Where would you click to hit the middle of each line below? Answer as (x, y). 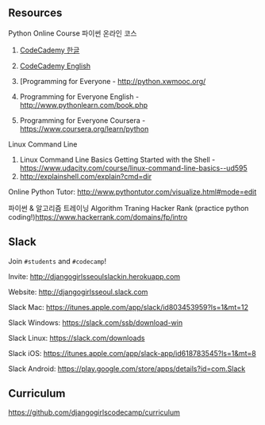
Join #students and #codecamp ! (58, 261)
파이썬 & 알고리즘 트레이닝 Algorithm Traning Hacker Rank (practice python (129, 208)
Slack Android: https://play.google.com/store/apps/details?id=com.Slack (127, 369)
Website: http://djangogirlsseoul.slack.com (78, 292)
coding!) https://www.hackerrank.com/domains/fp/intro (98, 216)
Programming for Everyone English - (79, 96)
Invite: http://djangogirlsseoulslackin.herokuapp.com (94, 276)
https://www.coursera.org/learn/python (84, 128)
